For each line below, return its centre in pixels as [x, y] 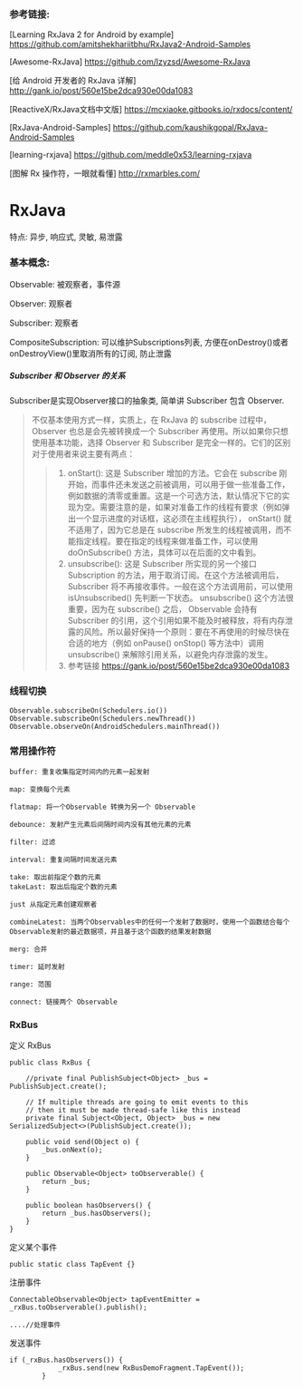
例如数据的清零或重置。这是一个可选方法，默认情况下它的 [175, 495]
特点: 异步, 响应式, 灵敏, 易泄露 [66, 237]
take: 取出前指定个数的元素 [55, 878]
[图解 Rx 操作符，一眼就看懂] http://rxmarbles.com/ [105, 173]
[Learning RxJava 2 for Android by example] [92, 34]
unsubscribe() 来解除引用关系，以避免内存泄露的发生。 [170, 654]
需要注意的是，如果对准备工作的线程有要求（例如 [190, 507]
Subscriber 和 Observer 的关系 [67, 376]
